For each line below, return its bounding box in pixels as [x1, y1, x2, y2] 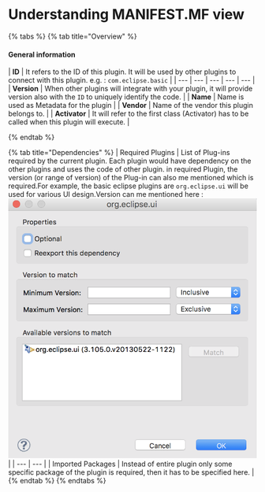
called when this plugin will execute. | [8, 117, 130, 127]
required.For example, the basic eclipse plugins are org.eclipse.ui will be [8, 181, 248, 191]
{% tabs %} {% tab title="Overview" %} [8, 31, 138, 41]
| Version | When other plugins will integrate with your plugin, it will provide [8, 84, 253, 94]
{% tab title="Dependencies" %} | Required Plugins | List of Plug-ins [8, 148, 230, 157]
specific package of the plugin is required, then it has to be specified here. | [8, 468, 255, 477]
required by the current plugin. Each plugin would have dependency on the [8, 156, 252, 166]
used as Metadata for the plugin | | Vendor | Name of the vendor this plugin [8, 101, 254, 110]
